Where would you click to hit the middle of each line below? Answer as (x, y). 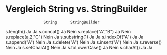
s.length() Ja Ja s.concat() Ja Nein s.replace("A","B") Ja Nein (68, 31)
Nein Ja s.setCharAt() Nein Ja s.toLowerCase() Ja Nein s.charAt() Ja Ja (79, 47)
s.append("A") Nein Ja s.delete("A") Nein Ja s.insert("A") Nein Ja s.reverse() (83, 42)
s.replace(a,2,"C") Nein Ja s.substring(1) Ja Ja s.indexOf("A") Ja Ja (74, 37)
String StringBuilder (71, 22)
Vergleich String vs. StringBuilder (76, 9)
